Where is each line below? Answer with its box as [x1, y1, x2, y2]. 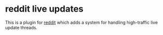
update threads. [5, 24, 38, 30]
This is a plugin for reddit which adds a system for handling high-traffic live [5, 19, 158, 25]
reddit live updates [5, 3, 84, 15]
